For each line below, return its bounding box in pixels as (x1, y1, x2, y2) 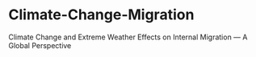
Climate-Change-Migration (8, 6, 195, 24)
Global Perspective (8, 40, 72, 50)
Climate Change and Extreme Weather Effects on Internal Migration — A (8, 32, 248, 42)
